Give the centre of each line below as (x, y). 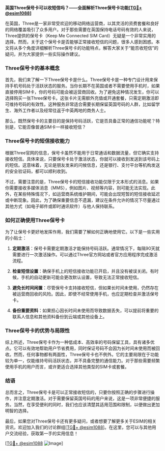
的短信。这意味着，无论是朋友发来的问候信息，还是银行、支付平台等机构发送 (82, 165)
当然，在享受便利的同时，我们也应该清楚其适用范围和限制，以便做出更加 (87, 405)
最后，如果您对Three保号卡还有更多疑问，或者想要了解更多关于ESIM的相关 (81, 421)
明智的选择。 (18, 411)
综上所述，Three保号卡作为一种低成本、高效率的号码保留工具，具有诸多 (78, 342)
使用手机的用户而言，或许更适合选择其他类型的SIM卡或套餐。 (67, 367)
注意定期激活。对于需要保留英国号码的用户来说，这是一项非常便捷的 (87, 398)
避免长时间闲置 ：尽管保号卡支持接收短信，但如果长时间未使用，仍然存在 (85, 288)
